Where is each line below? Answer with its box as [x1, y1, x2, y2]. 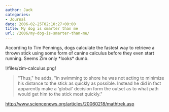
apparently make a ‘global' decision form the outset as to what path [17, 86, 159, 91]
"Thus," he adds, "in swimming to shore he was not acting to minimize [17, 75, 164, 81]
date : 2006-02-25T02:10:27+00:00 [5, 21, 76, 27]
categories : [5, 12, 30, 17]
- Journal [5, 17, 26, 22]
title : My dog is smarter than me [5, 26, 79, 31]
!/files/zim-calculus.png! [5, 65, 56, 71]
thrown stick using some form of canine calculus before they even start [5, 50, 155, 56]
